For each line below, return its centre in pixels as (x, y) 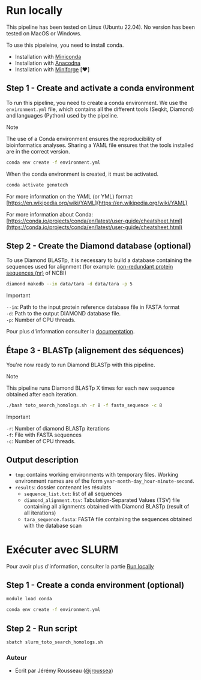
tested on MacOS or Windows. (44, 33)
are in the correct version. (38, 151)
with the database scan (53, 525)
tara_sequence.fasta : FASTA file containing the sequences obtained (108, 519)
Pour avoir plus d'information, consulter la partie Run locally (80, 566)
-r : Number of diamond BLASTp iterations (58, 428)
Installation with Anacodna (48, 63)
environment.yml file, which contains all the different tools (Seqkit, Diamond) (100, 109)
